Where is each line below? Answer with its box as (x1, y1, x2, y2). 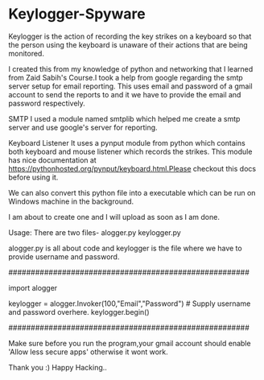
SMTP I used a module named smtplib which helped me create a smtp (8, 114, 241, 123)
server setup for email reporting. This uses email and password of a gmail (8, 81, 253, 91)
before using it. (8, 172, 59, 182)
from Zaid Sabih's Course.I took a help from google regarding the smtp (8, 72, 243, 82)
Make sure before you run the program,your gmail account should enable (8, 338, 251, 348)
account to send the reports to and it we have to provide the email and (8, 89, 241, 99)
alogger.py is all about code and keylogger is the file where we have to (8, 243, 243, 253)
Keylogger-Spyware (8, 5, 146, 23)
